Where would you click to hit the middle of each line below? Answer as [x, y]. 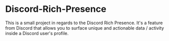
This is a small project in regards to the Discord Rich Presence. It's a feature [84, 23]
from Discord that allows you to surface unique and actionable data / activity [85, 28]
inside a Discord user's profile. [37, 33]
